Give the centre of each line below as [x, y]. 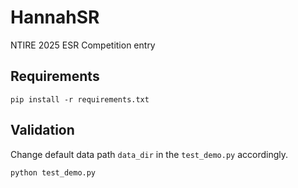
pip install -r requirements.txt [80, 99]
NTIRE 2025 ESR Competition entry [83, 45]
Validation [42, 130]
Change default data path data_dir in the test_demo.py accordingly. [149, 154]
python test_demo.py [53, 172]
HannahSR [55, 17]
